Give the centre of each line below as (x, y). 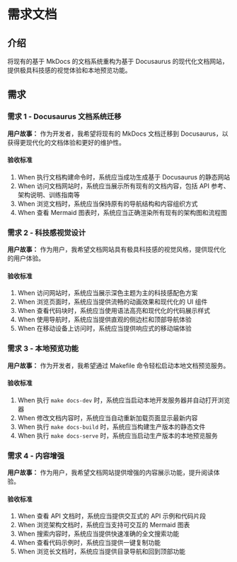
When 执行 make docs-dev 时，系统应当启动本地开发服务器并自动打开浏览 (124, 400)
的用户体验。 (26, 258)
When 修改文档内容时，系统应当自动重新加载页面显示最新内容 (108, 418)
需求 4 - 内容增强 (36, 456)
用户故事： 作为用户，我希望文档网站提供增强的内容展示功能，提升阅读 (110, 473)
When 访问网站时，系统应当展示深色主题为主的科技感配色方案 (108, 293)
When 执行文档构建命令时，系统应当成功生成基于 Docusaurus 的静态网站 (124, 177)
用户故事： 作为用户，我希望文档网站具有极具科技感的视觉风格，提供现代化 (117, 250)
